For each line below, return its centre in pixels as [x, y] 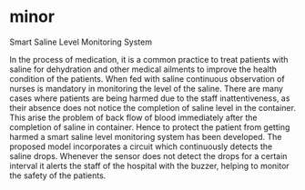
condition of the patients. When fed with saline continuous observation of [147, 78]
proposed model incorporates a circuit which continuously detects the [141, 146]
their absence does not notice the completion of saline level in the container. [152, 107]
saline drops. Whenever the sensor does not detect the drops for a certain [148, 155]
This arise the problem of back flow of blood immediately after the [133, 117]
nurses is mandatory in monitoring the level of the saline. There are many [147, 88]
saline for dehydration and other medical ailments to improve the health [143, 69]
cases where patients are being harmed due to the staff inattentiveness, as [150, 98]
